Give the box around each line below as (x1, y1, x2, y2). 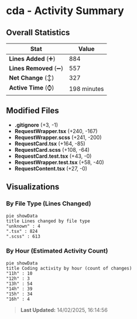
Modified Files (6, 106, 60, 116)
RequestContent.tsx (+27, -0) (14, 165, 88, 172)
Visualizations (6, 182, 60, 192)
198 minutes (68, 84, 104, 93)
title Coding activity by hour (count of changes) (6, 265, 132, 271)
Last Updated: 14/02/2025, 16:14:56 (20, 306, 108, 313)
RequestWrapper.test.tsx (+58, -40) (14, 158, 104, 165)
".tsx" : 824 (6, 228, 38, 234)
